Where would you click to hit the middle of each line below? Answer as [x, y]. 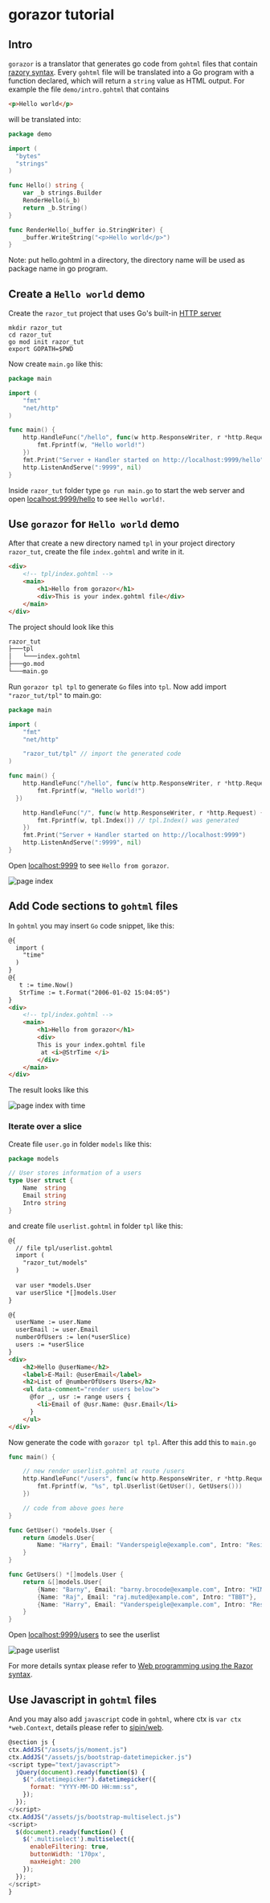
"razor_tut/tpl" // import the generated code [102, 754]
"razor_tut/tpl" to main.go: [55, 695]
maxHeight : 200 [55, 1862]
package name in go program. [58, 269]
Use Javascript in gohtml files [83, 1699]
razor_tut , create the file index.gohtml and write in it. [96, 552]
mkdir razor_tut [35, 328]
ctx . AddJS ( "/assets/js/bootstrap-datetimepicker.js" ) [100, 1757]
